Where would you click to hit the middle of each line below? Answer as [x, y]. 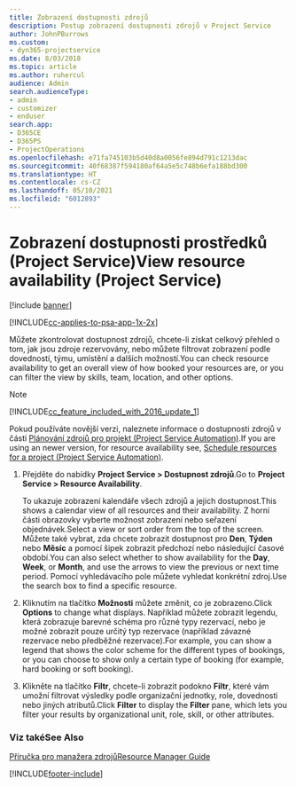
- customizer [33, 108]
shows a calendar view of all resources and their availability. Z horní [146, 510]
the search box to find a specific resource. [99, 586]
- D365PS [25, 141]
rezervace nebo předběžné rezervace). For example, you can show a [147, 641]
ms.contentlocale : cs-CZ [55, 183]
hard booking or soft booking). [78, 669]
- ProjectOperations [47, 149]
